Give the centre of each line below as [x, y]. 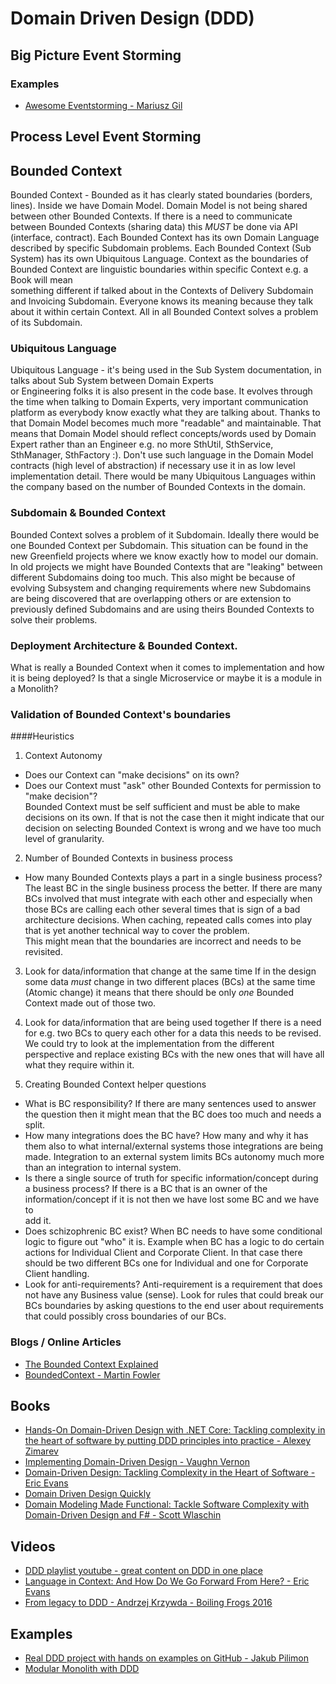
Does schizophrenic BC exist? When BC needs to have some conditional [173, 1231]
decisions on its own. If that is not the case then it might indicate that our [174, 818]
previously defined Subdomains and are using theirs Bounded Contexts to [162, 609]
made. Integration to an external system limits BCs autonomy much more [174, 1157]
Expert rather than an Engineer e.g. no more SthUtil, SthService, [142, 444]
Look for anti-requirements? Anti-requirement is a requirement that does [173, 1284]
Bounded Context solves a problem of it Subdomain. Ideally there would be [165, 534]
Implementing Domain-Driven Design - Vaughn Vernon [137, 1462]
